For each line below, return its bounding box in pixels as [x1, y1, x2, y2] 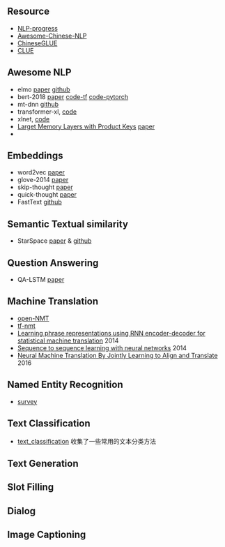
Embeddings [7, 150, 63, 162]
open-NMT [17, 314, 49, 322]
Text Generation [7, 457, 79, 470]
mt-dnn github [17, 100, 59, 108]
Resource [7, 6, 50, 17]
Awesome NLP [7, 66, 72, 79]
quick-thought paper [17, 190, 77, 199]
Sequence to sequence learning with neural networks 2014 [17, 343, 187, 352]
